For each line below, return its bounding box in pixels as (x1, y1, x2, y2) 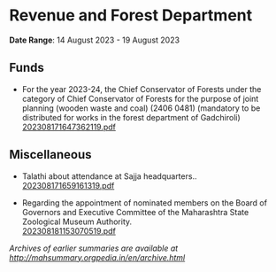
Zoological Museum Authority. (21, 216, 133, 227)
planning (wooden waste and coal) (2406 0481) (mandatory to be (21, 103, 261, 113)
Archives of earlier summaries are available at (9, 243, 179, 253)
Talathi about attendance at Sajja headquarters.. (21, 170, 197, 182)
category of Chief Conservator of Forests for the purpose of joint (21, 93, 259, 104)
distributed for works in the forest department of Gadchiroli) (21, 112, 241, 122)
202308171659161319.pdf (21, 180, 115, 190)
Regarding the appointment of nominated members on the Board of (21, 197, 268, 208)
